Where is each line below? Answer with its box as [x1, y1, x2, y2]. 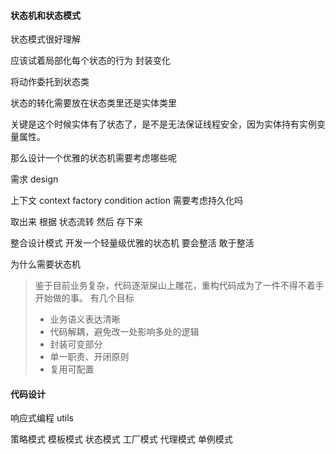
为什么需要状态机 [10, 258, 81, 270]
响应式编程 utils [10, 412, 74, 424]
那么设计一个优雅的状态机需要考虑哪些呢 [10, 152, 177, 164]
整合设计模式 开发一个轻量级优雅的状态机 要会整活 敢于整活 [10, 237, 255, 249]
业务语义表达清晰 [49, 313, 121, 325]
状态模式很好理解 [10, 33, 81, 45]
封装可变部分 [49, 338, 103, 350]
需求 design [10, 173, 59, 185]
